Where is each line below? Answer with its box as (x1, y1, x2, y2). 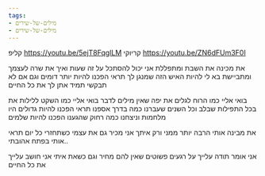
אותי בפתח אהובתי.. (8, 136, 69, 146)
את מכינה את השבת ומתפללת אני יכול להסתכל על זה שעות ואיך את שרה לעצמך (8, 63, 245, 73)
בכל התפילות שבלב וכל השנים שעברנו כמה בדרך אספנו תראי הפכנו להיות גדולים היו (8, 104, 257, 113)
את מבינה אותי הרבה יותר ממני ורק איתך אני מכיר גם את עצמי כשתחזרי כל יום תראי (8, 128, 256, 137)
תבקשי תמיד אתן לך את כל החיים (8, 80, 107, 90)
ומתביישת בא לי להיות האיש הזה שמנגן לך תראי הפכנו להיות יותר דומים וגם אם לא (8, 72, 252, 82)
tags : (8, 11, 26, 20)
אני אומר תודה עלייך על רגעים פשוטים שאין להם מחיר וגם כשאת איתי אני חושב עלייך (8, 151, 257, 161)
